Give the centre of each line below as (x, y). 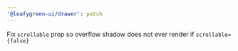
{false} (18, 41)
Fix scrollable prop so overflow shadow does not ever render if (100, 34)
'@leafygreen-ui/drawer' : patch (55, 14)
